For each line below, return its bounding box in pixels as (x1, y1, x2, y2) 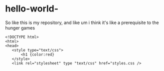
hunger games (5, 24, 35, 30)
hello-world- (5, 3, 59, 14)
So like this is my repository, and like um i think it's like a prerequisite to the (5, 19, 159, 25)
